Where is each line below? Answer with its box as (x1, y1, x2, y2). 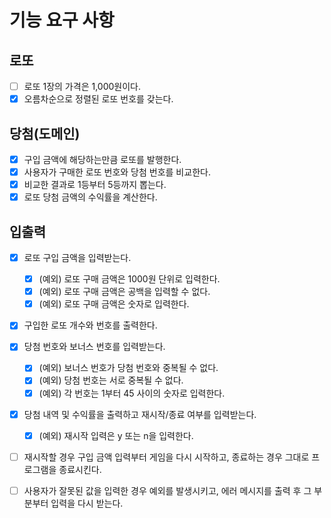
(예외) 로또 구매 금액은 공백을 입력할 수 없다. (38, 286, 211, 298)
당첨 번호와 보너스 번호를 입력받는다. (23, 341, 166, 353)
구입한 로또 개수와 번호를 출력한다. (23, 319, 158, 331)
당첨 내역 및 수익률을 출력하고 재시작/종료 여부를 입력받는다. (23, 408, 257, 420)
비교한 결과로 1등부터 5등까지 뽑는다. (23, 179, 167, 191)
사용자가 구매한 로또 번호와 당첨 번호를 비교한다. (23, 166, 211, 178)
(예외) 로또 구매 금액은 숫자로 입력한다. (38, 298, 190, 310)
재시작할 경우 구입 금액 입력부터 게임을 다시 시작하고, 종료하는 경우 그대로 (23, 451, 310, 463)
